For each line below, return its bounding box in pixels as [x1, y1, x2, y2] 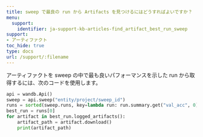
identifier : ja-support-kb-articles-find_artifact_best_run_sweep [17, 25, 188, 32]
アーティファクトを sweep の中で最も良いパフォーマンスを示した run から [6, 71, 190, 79]
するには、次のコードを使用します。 [11, 79, 101, 86]
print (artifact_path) [17, 125, 71, 131]
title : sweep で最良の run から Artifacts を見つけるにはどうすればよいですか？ [6, 8, 193, 15]
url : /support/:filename [6, 54, 69, 60]
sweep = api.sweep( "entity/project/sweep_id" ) [6, 96, 126, 103]
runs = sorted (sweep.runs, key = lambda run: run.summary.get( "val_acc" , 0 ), [6, 102, 201, 109]
